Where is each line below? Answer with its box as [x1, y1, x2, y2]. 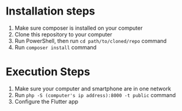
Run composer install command [14, 44, 97, 51]
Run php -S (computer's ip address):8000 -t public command [14, 91, 177, 98]
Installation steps [5, 4, 95, 18]
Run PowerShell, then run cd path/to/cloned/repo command [14, 37, 167, 44]
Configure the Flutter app [14, 98, 79, 105]
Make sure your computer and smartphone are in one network [14, 85, 172, 92]
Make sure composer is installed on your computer [14, 24, 143, 32]
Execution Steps [5, 65, 90, 79]
